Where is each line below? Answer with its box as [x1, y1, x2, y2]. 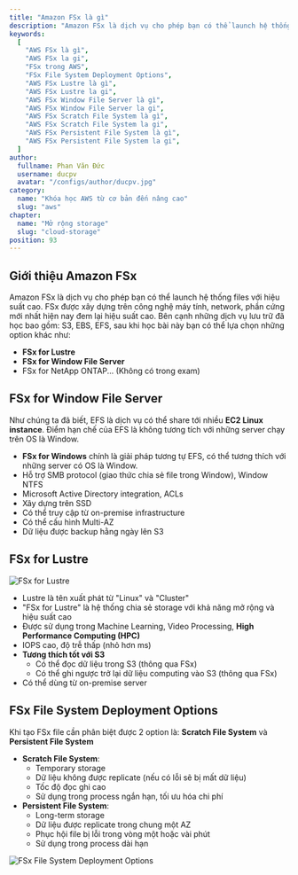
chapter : [9, 210, 42, 220]
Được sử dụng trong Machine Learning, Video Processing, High [21, 621, 255, 631]
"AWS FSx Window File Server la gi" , [25, 104, 165, 113]
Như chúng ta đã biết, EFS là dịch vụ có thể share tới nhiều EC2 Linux [9, 414, 263, 426]
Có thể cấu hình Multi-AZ [21, 516, 114, 527]
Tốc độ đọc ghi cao [35, 781, 106, 792]
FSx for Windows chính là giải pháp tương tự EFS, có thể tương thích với [21, 450, 286, 461]
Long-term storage [35, 809, 105, 820]
